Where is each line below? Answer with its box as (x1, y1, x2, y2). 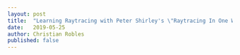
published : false (7, 37, 59, 44)
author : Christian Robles (7, 30, 84, 38)
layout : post (7, 10, 46, 18)
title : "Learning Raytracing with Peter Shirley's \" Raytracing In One (7, 17, 229, 24)
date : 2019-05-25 (7, 24, 66, 31)
